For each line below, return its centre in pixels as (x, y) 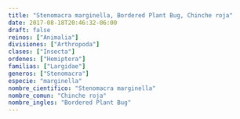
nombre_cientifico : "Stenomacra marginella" (82, 88)
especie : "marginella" (45, 81)
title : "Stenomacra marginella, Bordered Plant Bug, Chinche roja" (121, 15)
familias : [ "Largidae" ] (47, 67)
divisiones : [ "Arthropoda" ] (54, 45)
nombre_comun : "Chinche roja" (58, 96)
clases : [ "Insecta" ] (42, 52)
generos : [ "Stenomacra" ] (49, 74)
